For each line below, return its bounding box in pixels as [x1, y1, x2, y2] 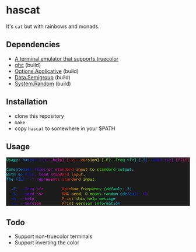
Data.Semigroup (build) [14, 73, 71, 80]
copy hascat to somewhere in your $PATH [14, 125, 116, 132]
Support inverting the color [14, 239, 80, 246]
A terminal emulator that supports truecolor [14, 55, 119, 62]
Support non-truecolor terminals [14, 233, 93, 240]
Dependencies [6, 40, 60, 50]
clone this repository [14, 112, 64, 120]
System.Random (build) [14, 80, 71, 87]
